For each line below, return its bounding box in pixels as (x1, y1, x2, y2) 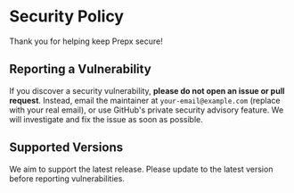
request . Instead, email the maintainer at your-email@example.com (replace (9, 95, 281, 105)
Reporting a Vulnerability (9, 62, 151, 77)
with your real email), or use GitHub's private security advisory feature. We (9, 105, 284, 115)
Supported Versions (9, 140, 123, 155)
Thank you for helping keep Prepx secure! (9, 36, 163, 46)
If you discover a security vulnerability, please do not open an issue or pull (9, 85, 285, 96)
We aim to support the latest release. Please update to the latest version (9, 164, 274, 174)
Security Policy (9, 6, 125, 27)
